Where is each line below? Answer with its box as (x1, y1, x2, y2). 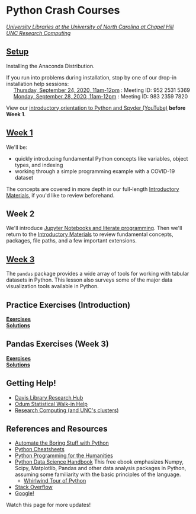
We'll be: (6, 143, 28, 151)
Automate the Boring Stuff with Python (14, 439, 110, 446)
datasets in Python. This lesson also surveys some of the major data (6, 276, 173, 283)
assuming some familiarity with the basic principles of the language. (14, 471, 181, 478)
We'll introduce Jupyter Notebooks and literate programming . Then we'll (6, 225, 182, 232)
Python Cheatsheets (14, 446, 65, 453)
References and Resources (6, 424, 108, 434)
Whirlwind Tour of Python (23, 477, 86, 484)
